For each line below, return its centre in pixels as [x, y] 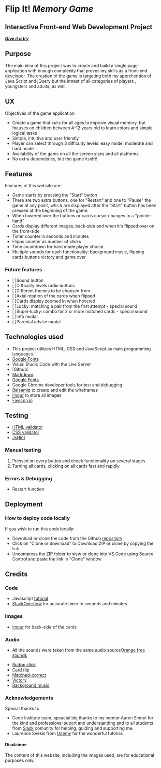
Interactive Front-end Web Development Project [79, 27]
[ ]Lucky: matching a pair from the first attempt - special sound [75, 306]
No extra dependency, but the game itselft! [55, 158]
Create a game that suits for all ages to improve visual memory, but [79, 122]
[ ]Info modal [25, 316]
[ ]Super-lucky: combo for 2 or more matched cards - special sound [80, 311]
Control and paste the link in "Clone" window [57, 559]
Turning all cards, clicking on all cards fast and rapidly [66, 466]
